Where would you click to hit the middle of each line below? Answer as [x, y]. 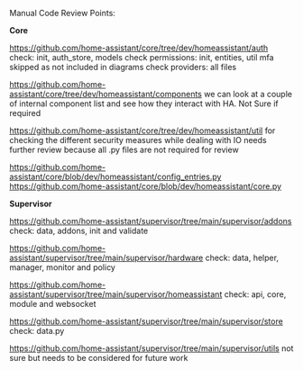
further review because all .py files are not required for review [124, 149]
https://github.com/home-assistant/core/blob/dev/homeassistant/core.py [146, 186]
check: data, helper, [242, 257]
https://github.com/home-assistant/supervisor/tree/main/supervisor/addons [151, 221]
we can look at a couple [248, 94]
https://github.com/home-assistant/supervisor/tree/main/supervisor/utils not [151, 348]
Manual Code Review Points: [62, 13]
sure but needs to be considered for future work [99, 358]
